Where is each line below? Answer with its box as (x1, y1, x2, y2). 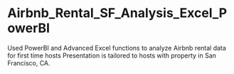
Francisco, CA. (7, 58, 51, 67)
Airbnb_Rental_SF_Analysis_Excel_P (7, 5, 228, 21)
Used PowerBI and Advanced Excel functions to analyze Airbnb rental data (7, 43, 226, 52)
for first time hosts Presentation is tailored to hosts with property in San (7, 51, 217, 60)
